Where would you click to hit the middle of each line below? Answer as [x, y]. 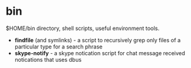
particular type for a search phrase [58, 47]
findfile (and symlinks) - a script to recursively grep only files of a [98, 40]
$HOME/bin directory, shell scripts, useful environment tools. [83, 28]
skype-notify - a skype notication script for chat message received [100, 53]
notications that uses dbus [48, 59]
